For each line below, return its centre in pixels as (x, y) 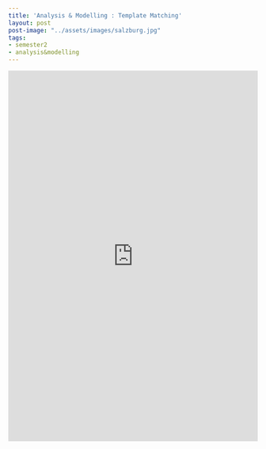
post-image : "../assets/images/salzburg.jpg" (84, 30)
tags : (17, 38)
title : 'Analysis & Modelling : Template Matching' (95, 15)
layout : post (30, 23)
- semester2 (28, 45)
